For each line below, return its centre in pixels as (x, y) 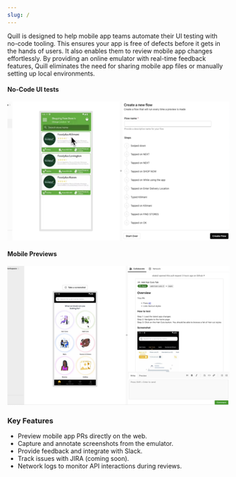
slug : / (19, 15)
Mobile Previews (32, 254)
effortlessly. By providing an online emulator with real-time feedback (107, 58)
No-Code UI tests (33, 90)
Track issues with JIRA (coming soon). (73, 459)
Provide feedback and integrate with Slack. (80, 451)
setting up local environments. (51, 73)
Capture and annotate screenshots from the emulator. (95, 444)
